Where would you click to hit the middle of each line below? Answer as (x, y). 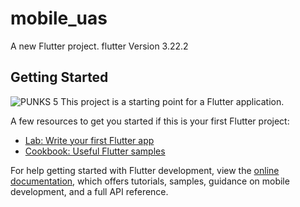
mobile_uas (59, 18)
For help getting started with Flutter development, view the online (145, 170)
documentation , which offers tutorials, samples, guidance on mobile (150, 181)
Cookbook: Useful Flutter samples (95, 151)
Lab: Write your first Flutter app (89, 140)
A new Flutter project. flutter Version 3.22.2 (99, 46)
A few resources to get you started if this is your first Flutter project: (150, 121)
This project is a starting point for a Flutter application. (172, 101)
